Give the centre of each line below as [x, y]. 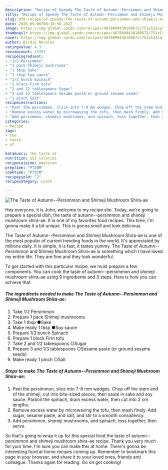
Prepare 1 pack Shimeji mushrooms [48, 317]
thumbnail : [16, 33]
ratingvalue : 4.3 [23, 47]
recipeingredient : [24, 56]
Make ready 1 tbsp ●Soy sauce [45, 327]
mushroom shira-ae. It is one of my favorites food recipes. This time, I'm [79, 220]
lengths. [21, 405]
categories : [17, 121]
